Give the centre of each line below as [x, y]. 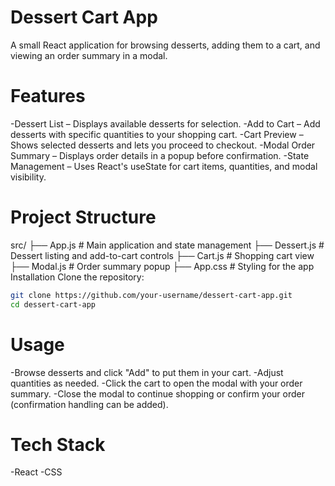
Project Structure [83, 217]
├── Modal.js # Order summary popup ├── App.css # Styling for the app [162, 266]
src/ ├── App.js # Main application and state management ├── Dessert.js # [167, 245]
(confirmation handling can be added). [89, 404]
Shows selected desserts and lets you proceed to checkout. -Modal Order [163, 145]
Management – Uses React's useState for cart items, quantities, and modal [164, 166]
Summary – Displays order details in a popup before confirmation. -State [160, 155]
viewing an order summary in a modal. [89, 55]
